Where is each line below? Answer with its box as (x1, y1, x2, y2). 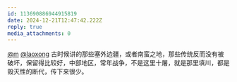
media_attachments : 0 (7, 29, 71, 37)
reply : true (7, 23, 42, 30)
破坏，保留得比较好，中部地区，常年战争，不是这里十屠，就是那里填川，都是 (7, 59, 230, 67)
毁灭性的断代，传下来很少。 (7, 67, 88, 76)
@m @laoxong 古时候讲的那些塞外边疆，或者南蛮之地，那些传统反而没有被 (7, 50, 224, 58)
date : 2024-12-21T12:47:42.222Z (7, 17, 102, 24)
